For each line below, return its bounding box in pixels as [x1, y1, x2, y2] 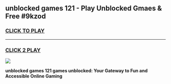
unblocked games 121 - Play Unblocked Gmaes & [5, 4, 162, 13]
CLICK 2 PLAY [5, 46, 41, 53]
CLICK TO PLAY [5, 27, 45, 35]
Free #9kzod [5, 12, 46, 21]
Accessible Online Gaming [5, 73, 63, 79]
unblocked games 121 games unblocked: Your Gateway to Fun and [5, 67, 148, 73]
